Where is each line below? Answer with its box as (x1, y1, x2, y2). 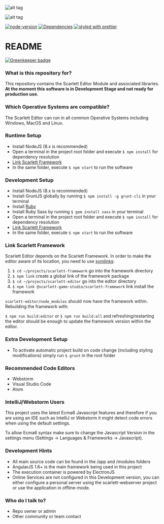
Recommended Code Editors (5, 364, 75, 371)
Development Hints (5, 447, 52, 454)
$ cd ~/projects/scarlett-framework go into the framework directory (12, 268, 154, 274)
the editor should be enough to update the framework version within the (5, 318, 151, 325)
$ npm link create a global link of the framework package (12, 273, 130, 279)
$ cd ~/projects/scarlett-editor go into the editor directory (12, 278, 136, 284)
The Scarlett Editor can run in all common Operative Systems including (5, 115, 149, 121)
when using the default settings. (5, 420, 70, 426)
